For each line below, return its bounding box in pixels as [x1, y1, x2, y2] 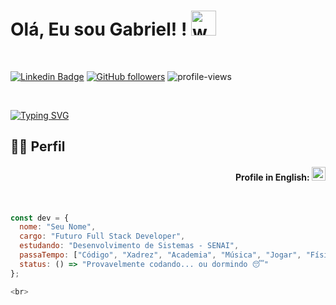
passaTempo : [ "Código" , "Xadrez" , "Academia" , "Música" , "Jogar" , [19, 250, 302, 260]
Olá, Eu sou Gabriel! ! [10, 18, 188, 41]
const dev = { [10, 213, 70, 223]
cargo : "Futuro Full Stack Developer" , [19, 231, 186, 242]
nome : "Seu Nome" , [19, 222, 97, 232]
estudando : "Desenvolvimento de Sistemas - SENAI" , [19, 241, 240, 251]
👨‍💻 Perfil [10, 138, 66, 155]
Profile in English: [235, 171, 310, 183]
